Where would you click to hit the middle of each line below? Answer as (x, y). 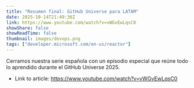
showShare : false (28, 28)
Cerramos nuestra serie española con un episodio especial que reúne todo (97, 61)
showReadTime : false (32, 33)
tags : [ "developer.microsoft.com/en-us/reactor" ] (69, 45)
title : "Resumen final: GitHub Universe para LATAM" (72, 11)
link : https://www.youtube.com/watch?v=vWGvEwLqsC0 (71, 22)
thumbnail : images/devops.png (43, 39)
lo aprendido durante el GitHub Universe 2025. (63, 67)
